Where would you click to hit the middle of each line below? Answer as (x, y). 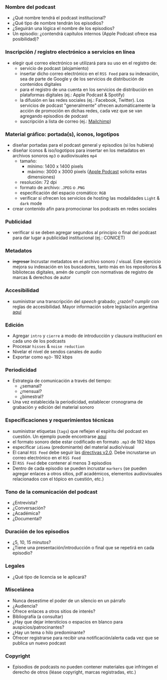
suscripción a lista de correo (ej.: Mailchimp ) (65, 121)
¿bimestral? (32, 397)
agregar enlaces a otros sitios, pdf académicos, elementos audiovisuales (87, 473)
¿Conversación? (29, 508)
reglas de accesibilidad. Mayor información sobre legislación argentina (85, 307)
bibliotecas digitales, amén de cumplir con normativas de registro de (83, 272)
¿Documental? (27, 518)
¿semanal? (31, 386)
